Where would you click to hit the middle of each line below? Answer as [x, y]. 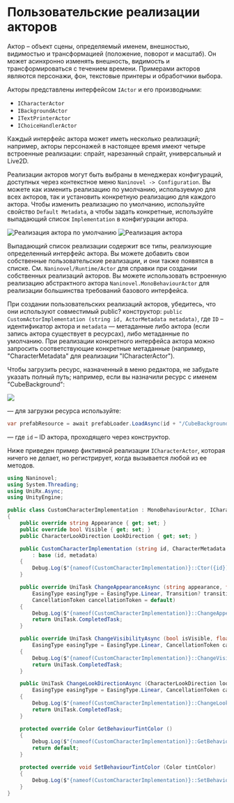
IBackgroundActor [42, 111]
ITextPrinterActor [44, 118]
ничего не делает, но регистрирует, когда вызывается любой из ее [107, 458]
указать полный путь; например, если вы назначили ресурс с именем [112, 377]
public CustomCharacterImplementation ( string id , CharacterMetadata [123, 548]
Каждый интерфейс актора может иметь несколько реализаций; [104, 138]
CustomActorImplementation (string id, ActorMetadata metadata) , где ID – [116, 319]
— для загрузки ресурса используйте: [64, 411]
